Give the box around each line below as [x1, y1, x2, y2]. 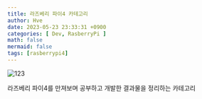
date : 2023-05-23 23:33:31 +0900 [7, 23, 107, 30]
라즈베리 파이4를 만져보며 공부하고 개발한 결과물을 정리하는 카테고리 [7, 83, 196, 92]
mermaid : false [7, 43, 53, 50]
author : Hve [7, 17, 43, 24]
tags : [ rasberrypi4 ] [7, 50, 69, 57]
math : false [7, 37, 43, 44]
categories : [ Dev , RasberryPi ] [7, 30, 107, 37]
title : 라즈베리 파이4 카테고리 [7, 10, 88, 18]
